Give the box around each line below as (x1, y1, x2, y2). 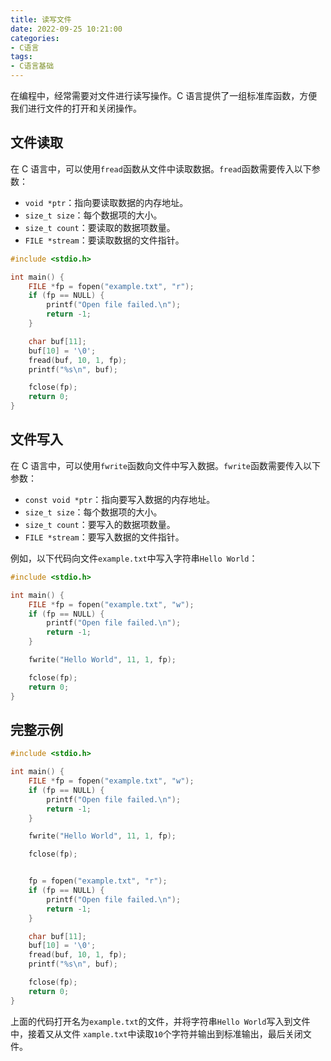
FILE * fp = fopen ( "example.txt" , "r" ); (28, 281, 195, 291)
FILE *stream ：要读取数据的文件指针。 (24, 234, 185, 246)
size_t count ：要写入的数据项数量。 (24, 518, 176, 530)
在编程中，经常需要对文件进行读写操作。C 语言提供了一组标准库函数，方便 (10, 90, 318, 101)
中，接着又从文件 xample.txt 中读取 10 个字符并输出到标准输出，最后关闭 (10, 1027, 303, 1040)
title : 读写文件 (10, 14, 72, 25)
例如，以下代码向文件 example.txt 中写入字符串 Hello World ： (10, 552, 258, 564)
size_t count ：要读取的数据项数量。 (24, 221, 176, 233)
